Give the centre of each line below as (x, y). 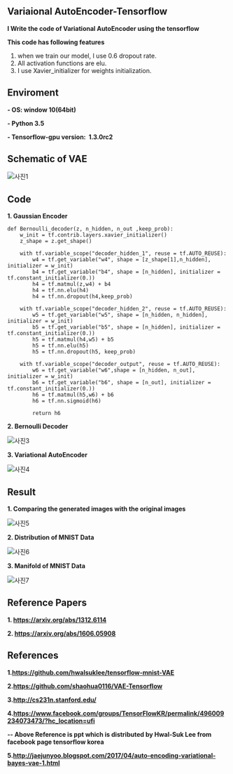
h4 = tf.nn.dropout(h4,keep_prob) (83, 297)
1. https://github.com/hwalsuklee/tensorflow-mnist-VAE (91, 672)
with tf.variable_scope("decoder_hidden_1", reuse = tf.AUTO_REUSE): (123, 254)
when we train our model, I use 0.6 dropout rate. (87, 55)
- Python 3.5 (26, 123)
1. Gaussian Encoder (37, 216)
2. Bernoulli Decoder (38, 426)
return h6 (47, 414)
